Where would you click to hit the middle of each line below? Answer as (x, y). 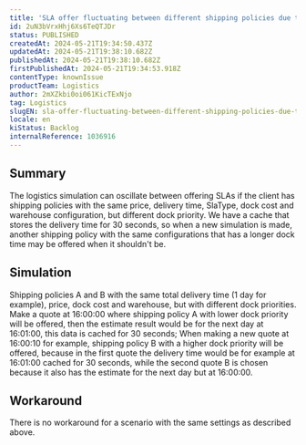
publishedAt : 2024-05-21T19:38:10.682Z (85, 60)
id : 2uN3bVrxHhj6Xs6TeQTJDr (63, 26)
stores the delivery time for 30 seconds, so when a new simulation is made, (151, 224)
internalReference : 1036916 (63, 137)
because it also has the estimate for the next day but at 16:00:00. (131, 372)
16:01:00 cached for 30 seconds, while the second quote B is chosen (139, 362)
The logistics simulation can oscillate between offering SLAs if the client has (152, 195)
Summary (38, 174)
